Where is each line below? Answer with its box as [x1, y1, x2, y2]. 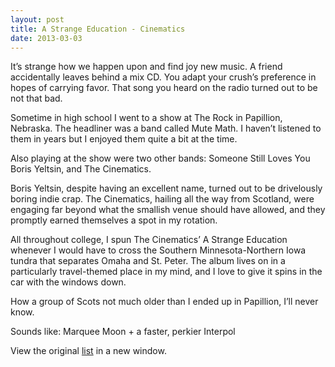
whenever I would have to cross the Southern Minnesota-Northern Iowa [10, 244, 307, 256]
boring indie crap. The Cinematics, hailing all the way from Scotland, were [10, 193, 315, 205]
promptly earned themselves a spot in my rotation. [10, 214, 218, 226]
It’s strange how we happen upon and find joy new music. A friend [10, 61, 283, 73]
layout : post [10, 14, 65, 25]
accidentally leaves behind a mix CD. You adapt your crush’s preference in [10, 71, 317, 83]
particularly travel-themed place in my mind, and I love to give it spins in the [10, 266, 323, 278]
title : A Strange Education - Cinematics [10, 24, 186, 34]
